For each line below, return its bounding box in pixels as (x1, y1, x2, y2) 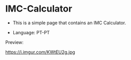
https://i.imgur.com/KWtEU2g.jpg (5, 49, 75, 55)
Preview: (5, 39, 24, 45)
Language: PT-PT (12, 29, 50, 35)
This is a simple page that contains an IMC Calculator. (12, 20, 126, 26)
